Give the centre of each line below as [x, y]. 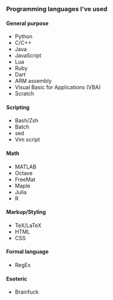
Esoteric [17, 278]
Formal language [27, 252]
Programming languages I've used [57, 9]
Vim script [27, 140]
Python [23, 36]
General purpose [27, 23]
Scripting [18, 107]
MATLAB [26, 167]
